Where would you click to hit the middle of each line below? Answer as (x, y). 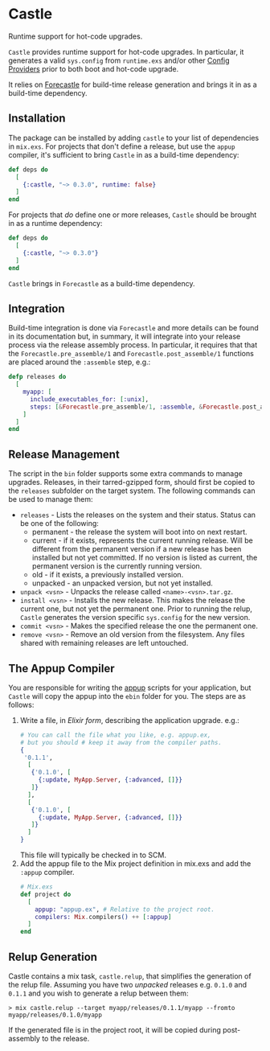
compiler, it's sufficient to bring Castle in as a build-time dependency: (124, 154)
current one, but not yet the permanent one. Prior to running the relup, (136, 609)
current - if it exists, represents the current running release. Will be (142, 540)
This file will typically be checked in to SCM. (93, 855)
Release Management (64, 454)
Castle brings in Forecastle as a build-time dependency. (102, 283)
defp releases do (37, 377)
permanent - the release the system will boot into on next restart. (139, 532)
